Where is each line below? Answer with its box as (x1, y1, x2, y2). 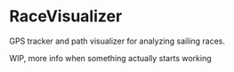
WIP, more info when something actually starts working (9, 52, 212, 63)
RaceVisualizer (9, 6, 123, 27)
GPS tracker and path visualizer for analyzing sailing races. (9, 36, 225, 46)
